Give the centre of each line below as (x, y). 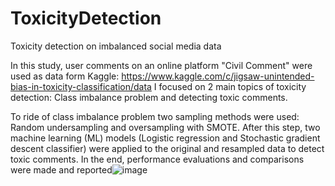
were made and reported (61, 169)
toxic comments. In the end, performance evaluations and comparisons (157, 159)
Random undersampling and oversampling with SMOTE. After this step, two (165, 127)
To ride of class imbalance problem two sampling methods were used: (155, 116)
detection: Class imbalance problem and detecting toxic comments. (149, 97)
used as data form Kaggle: (65, 76)
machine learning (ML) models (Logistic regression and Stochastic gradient (165, 138)
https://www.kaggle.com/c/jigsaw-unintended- (218, 76)
